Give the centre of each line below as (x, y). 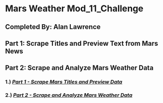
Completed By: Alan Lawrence (53, 27)
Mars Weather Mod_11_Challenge (74, 9)
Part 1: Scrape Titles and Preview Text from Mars (82, 43)
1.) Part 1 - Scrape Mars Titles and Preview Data (64, 82)
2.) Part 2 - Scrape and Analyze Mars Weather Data (69, 95)
